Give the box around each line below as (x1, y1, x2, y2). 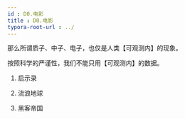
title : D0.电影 (7, 17, 53, 24)
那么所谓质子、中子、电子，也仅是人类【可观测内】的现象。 (7, 44, 182, 52)
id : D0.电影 (7, 10, 44, 18)
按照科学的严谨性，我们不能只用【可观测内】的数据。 (7, 59, 164, 67)
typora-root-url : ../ (7, 23, 75, 30)
